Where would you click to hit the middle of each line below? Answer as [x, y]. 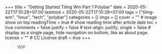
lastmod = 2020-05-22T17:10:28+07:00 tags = [91, 12]
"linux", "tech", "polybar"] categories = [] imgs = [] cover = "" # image [87, 17]
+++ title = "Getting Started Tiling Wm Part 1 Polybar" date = [66, 7]
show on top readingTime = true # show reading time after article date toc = [81, 22]
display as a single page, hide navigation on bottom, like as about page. [77, 33]
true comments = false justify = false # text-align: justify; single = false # [78, 27]
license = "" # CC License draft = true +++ [48, 38]
